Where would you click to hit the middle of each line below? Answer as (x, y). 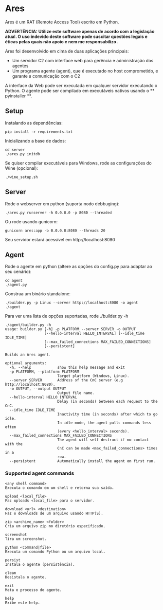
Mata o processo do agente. (34, 590)
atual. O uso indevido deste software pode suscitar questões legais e (76, 36)
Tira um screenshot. (26, 539)
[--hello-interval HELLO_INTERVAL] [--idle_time (94, 334)
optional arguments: (26, 363)
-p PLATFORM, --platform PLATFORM (44, 372)
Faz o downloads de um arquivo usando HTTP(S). (54, 513)
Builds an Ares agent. (28, 355)
